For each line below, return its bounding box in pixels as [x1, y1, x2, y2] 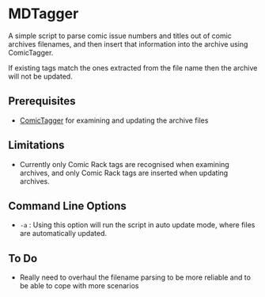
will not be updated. [8, 71, 73, 81]
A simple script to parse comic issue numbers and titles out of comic [8, 31, 232, 40]
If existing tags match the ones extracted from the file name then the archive [8, 63, 258, 72]
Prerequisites [8, 94, 76, 108]
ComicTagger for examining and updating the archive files [19, 116, 209, 125]
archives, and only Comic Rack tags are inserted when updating [19, 168, 229, 177]
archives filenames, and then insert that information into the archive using [8, 39, 248, 48]
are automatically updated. [19, 229, 108, 238]
